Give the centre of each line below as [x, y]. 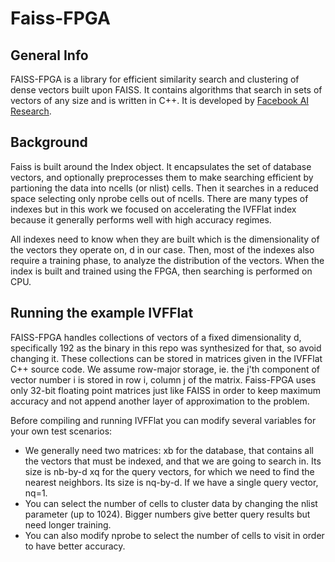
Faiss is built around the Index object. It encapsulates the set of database [161, 166]
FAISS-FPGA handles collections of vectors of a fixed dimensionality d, [156, 337]
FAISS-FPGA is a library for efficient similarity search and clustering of [155, 79]
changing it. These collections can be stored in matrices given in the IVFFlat [166, 358]
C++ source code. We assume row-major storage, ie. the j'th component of [165, 369]
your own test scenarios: [61, 431]
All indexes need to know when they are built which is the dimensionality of [165, 239]
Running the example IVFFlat [102, 313]
